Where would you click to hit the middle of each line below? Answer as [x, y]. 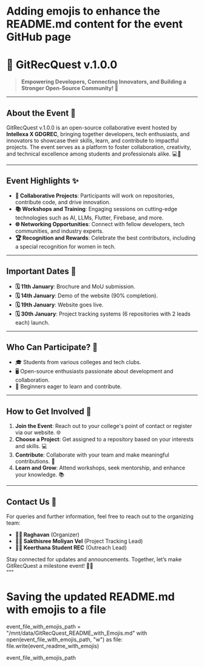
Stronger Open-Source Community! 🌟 [70, 88]
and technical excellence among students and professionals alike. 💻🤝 [94, 154]
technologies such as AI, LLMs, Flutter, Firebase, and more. [89, 218]
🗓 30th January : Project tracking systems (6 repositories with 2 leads [103, 314]
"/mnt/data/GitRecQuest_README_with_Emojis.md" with [77, 633]
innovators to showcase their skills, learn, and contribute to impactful [93, 140]
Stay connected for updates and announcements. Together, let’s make [94, 559]
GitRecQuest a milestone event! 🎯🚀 [50, 566]
